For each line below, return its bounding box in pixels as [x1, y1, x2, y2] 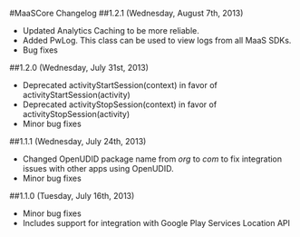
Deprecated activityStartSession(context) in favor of [22, 80, 218, 90]
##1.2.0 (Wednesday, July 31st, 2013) [9, 63, 150, 73]
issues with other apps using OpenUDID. [22, 163, 174, 173]
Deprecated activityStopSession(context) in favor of [22, 99, 218, 110]
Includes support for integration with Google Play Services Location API [22, 218, 291, 228]
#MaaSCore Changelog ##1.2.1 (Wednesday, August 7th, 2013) [9, 8, 244, 18]
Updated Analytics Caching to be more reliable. [22, 25, 199, 35]
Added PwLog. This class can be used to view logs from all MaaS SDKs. [22, 35, 292, 45]
